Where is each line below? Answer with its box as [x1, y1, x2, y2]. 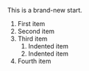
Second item [17, 27, 55, 35]
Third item [17, 34, 48, 43]
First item [17, 20, 45, 27]
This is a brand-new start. [7, 6, 83, 14]
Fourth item [17, 57, 52, 65]
